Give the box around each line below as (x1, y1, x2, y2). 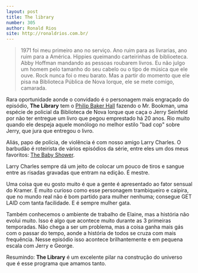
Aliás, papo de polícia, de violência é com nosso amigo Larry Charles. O (6, 139, 181, 146)
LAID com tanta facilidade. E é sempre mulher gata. (6, 199, 131, 207)
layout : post (6, 8, 38, 15)
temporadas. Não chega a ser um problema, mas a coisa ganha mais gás (6, 223, 184, 230)
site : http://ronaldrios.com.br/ (6, 31, 89, 37)
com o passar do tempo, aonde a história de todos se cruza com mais (6, 230, 176, 237)
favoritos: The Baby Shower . (6, 151, 75, 158)
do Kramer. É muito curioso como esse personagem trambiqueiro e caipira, (6, 187, 189, 194)
